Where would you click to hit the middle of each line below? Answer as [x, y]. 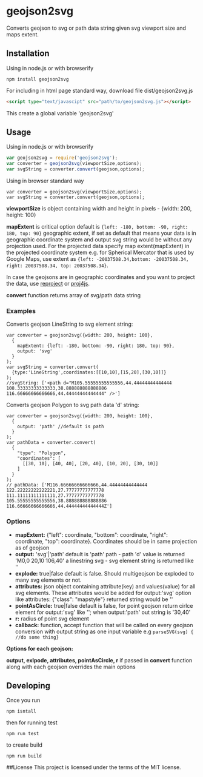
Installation [28, 54]
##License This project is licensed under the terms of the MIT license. [94, 767]
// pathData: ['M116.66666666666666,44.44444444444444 [77, 485]
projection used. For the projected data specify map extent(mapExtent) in [98, 246]
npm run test [23, 734]
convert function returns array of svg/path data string [74, 295]
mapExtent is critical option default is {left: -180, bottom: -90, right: [97, 227]
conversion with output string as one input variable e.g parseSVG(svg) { [104, 631]
